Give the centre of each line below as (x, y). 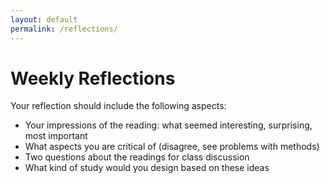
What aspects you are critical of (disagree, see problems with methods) (172, 147)
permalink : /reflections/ (64, 29)
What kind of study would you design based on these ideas (147, 168)
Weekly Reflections (93, 78)
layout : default (44, 19)
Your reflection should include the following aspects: (118, 106)
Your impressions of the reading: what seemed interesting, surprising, (168, 125)
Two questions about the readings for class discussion (137, 157)
